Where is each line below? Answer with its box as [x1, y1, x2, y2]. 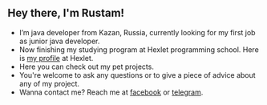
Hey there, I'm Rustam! [7, 6, 125, 20]
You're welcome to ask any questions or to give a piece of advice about [18, 70, 256, 79]
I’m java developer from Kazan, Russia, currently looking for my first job [18, 27, 256, 37]
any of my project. [18, 79, 80, 88]
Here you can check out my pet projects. [18, 62, 154, 71]
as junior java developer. [18, 36, 100, 46]
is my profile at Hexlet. [18, 53, 94, 63]
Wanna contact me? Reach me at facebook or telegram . [18, 87, 204, 97]
